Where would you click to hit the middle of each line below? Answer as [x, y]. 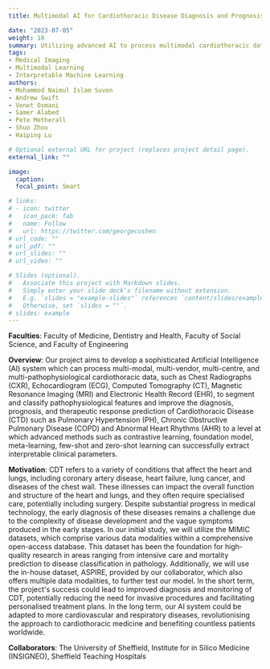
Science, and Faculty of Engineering [68, 345]
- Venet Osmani [34, 105]
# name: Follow [37, 223]
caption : [30, 179]
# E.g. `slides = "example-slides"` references [93, 298]
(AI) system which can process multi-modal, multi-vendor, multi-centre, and [134, 369]
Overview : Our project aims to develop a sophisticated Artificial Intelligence [134, 360]
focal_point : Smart [48, 187]
